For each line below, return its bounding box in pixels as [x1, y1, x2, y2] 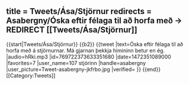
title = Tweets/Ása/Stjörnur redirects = [6, 6, 152, 17]
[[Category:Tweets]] [6, 72, 56, 79]
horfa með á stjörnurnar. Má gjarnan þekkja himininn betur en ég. [6, 47, 165, 54]
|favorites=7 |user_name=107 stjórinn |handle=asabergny [6, 59, 146, 66]
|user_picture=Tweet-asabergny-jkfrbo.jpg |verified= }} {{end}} [6, 66, 161, 73]
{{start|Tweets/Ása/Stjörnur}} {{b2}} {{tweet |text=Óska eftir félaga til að [6, 40, 184, 48]
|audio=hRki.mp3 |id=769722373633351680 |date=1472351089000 [6, 53, 172, 60]
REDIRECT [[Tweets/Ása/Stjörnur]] [6, 25, 137, 35]
